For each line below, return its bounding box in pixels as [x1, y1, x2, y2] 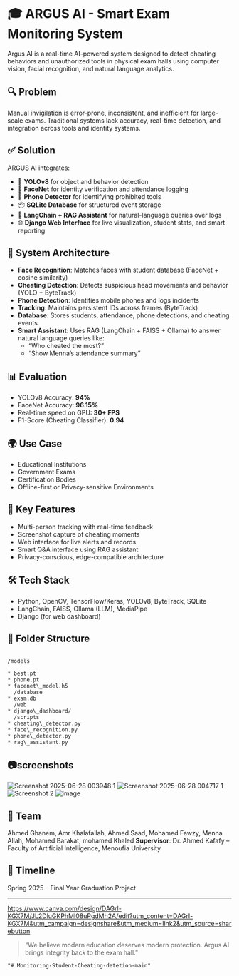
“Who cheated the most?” [28, 342, 105, 350]
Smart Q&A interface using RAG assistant [17, 545, 139, 554]
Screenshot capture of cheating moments [17, 529, 140, 539]
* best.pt [7, 670, 37, 678]
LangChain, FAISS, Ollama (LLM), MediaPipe [17, 604, 148, 613]
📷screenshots [7, 759, 74, 771]
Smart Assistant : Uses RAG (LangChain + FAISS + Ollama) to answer [17, 326, 221, 335]
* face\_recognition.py [7, 726, 78, 733]
